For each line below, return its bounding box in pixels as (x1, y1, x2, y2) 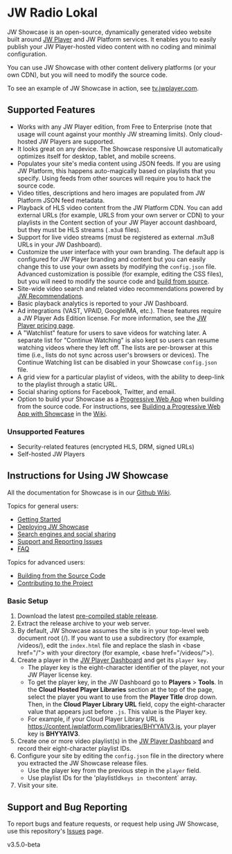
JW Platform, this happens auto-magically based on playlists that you (17, 166, 215, 175)
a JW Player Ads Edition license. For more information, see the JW (17, 314, 207, 322)
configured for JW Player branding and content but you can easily (17, 255, 206, 263)
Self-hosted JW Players (17, 450, 85, 459)
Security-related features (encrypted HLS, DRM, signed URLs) (17, 443, 195, 451)
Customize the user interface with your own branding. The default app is (17, 247, 225, 256)
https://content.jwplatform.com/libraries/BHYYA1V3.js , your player (27, 722, 217, 731)
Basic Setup (7, 596, 48, 605)
